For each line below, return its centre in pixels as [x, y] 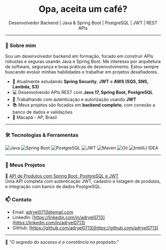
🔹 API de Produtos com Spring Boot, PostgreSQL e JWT [62, 176]
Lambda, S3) [26, 87]
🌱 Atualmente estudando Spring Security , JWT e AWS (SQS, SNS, [80, 82]
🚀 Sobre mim [21, 45]
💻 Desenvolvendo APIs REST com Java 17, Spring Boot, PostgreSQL [83, 92]
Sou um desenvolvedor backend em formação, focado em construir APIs [79, 56]
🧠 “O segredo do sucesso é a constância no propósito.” [62, 242]
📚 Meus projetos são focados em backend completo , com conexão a [84, 105]
